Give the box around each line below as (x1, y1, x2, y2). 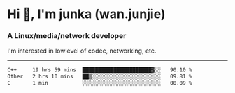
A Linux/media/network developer (7, 31, 127, 41)
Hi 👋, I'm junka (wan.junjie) (7, 6, 166, 22)
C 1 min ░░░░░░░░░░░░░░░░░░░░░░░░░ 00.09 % (7, 80, 192, 87)
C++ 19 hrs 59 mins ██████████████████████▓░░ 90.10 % (7, 67, 192, 74)
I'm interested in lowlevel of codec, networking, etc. (7, 46, 157, 55)
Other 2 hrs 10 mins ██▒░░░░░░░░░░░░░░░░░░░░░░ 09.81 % (7, 73, 192, 81)
